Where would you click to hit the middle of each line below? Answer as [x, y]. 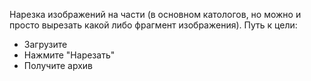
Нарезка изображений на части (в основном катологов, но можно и [155, 14]
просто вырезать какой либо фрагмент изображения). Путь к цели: [153, 25]
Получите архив [58, 65]
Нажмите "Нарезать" [69, 55]
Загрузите [45, 44]
